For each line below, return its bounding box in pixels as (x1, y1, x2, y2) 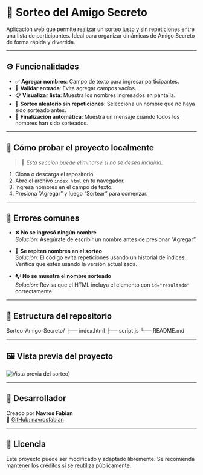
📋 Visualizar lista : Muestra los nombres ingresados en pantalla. (14, 91, 176, 99)
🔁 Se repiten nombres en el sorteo (14, 248, 103, 255)
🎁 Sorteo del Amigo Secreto (6, 5, 148, 19)
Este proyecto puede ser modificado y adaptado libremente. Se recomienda (6, 455, 195, 462)
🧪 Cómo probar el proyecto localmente (6, 142, 154, 153)
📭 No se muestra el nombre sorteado (14, 273, 112, 280)
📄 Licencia (6, 439, 47, 450)
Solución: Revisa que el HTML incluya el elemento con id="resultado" (14, 281, 190, 288)
